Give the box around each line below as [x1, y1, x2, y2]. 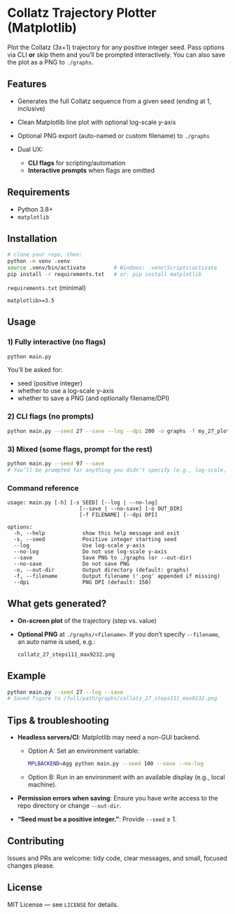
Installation [7, 233, 57, 245]
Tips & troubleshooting [7, 714, 110, 726]
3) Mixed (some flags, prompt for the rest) [7, 444, 152, 453]
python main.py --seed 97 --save [7, 460, 105, 467]
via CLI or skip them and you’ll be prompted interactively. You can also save [7, 50, 226, 59]
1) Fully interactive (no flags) [7, 337, 106, 347]
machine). [27, 780, 57, 789]
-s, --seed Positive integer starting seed [13, 536, 177, 543]
